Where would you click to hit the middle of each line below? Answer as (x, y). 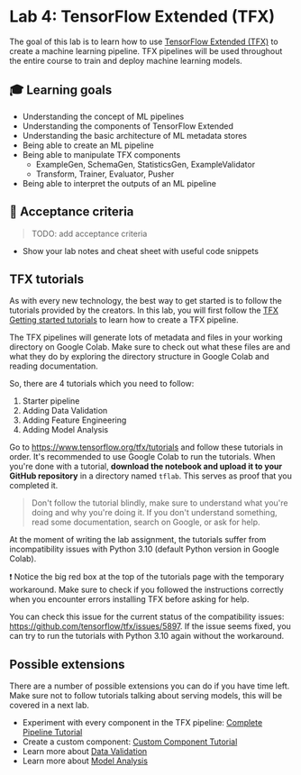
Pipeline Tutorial (52, 733)
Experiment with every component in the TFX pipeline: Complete (142, 723)
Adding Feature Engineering (74, 420)
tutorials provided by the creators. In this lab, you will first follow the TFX (144, 310)
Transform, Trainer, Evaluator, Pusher (105, 174)
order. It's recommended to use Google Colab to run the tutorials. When (142, 457)
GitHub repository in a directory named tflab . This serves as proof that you (151, 476)
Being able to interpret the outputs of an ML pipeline (119, 183)
